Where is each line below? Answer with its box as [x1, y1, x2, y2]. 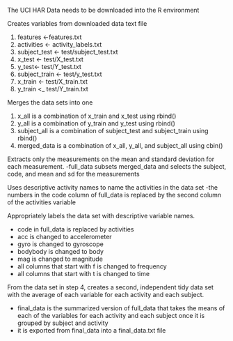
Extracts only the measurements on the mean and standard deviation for [7, 155, 215, 163]
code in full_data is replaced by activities [17, 225, 134, 233]
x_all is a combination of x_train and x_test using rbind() [17, 112, 177, 120]
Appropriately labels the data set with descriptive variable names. [7, 212, 195, 220]
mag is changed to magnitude [17, 255, 103, 263]
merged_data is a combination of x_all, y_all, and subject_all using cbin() [17, 142, 223, 149]
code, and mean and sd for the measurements [7, 170, 140, 178]
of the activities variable [7, 198, 77, 206]
